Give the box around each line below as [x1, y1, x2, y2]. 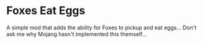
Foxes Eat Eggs [6, 4, 86, 18]
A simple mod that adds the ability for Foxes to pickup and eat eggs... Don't [6, 24, 197, 31]
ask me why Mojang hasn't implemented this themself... [6, 30, 147, 37]
